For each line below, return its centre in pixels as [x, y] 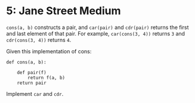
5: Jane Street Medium [64, 11]
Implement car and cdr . [35, 94]
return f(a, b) [47, 78]
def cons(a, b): [26, 62]
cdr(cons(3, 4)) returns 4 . [39, 40]
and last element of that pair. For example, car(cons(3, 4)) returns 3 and [96, 33]
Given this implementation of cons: [49, 51]
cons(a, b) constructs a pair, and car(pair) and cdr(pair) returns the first [97, 27]
